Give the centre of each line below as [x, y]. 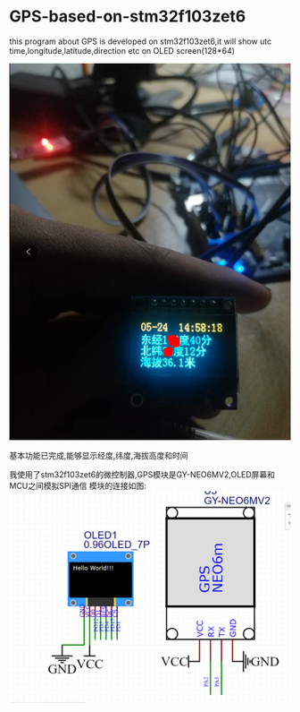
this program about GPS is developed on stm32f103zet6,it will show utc [141, 41]
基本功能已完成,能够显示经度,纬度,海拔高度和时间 [99, 455]
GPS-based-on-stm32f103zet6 [128, 17]
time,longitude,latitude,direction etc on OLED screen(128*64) [122, 50]
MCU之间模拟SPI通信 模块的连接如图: [78, 485]
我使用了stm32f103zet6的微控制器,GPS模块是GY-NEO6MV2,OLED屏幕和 [142, 474]
